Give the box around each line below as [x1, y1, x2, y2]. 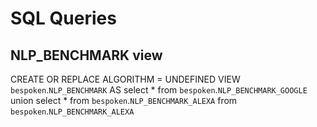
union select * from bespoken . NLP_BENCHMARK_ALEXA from [10, 95, 238, 106]
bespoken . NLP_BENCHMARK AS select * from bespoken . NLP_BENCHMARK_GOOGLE [10, 84, 308, 96]
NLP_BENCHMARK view [10, 47, 163, 64]
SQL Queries [10, 7, 117, 30]
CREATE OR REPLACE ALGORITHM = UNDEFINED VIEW [10, 73, 241, 85]
